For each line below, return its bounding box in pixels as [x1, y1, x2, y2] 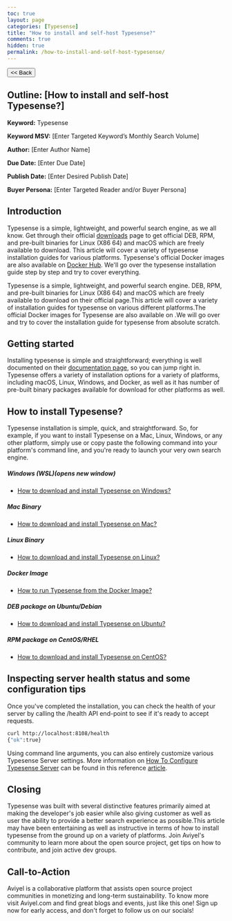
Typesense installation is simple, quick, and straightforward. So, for [7, 424, 199, 433]
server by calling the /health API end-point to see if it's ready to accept [7, 709, 209, 717]
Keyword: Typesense [7, 118, 69, 126]
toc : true [7, 10, 36, 17]
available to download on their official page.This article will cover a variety [7, 296, 218, 304]
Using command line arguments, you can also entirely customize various [7, 749, 214, 757]
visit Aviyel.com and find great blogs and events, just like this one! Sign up [7, 899, 218, 907]
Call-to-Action [7, 866, 70, 877]
